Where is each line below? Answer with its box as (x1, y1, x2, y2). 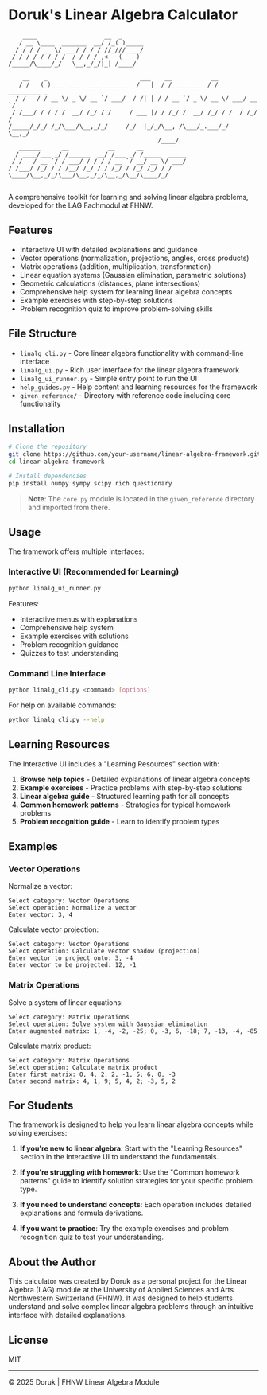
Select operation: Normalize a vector (8, 904, 137, 912)
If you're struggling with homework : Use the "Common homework (19, 1167, 240, 1177)
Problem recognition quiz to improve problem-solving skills (19, 304, 213, 314)
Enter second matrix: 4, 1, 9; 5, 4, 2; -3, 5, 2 (8, 1077, 176, 1085)
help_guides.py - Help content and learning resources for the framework (19, 382, 258, 392)
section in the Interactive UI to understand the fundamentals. (19, 1152, 219, 1162)
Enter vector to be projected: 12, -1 (8, 961, 137, 969)
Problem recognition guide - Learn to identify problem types (19, 816, 220, 826)
